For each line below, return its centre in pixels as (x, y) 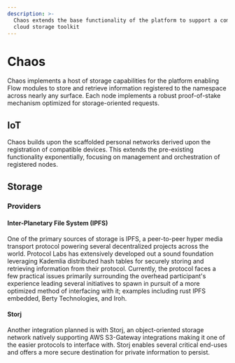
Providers (24, 206)
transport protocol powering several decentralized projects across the (108, 246)
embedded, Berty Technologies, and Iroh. (67, 298)
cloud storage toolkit (47, 27)
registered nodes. (33, 165)
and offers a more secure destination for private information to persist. (109, 352)
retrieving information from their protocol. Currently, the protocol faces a (112, 268)
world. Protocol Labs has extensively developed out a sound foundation (111, 254)
